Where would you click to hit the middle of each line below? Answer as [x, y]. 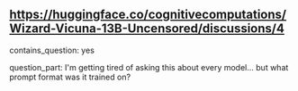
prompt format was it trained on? [70, 77]
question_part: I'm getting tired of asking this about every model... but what [149, 67]
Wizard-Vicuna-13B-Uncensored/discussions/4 [147, 29]
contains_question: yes [52, 50]
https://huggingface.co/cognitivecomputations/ [148, 15]
